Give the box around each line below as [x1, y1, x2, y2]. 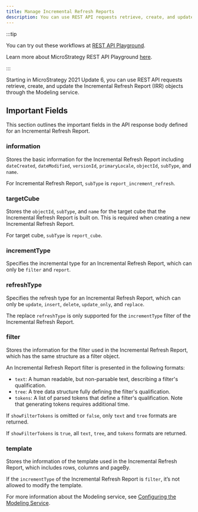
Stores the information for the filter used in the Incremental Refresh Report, [6, 346, 189, 353]
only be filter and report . [6, 266, 71, 273]
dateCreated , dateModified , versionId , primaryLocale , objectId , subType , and [6, 162, 192, 169]
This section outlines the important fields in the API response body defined [6, 122, 188, 129]
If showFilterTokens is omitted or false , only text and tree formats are [6, 412, 177, 419]
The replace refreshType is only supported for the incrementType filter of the [6, 312, 191, 319]
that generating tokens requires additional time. [14, 401, 130, 408]
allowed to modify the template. [6, 482, 83, 489]
